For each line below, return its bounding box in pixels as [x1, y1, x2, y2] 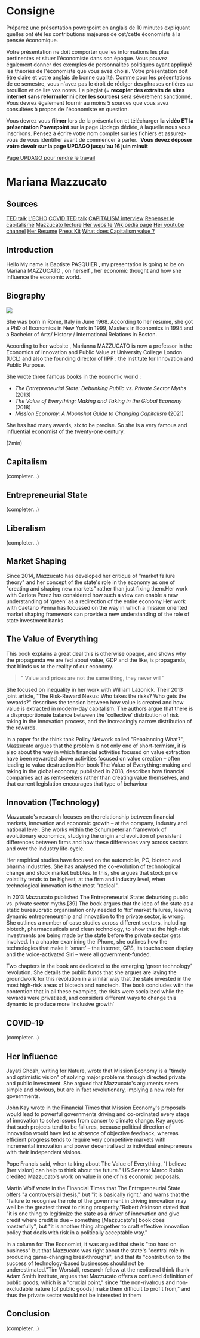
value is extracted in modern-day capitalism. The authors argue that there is [6, 705, 193, 712]
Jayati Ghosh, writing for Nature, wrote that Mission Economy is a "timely [6, 1067, 186, 1075]
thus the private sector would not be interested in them [6, 1291, 141, 1299]
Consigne [6, 4, 56, 18]
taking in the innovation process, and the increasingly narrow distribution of [6, 717, 192, 725]
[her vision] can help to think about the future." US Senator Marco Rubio [6, 1167, 183, 1174]
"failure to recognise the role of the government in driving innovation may [6, 1197, 187, 1205]
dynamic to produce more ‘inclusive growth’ [6, 1001, 115, 1008]
